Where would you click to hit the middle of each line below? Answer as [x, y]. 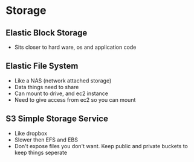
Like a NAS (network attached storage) [63, 80]
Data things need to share [47, 87]
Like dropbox [31, 133]
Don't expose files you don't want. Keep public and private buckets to [101, 146]
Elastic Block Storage [47, 33]
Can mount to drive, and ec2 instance [61, 93]
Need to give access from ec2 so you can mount [75, 99]
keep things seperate [41, 152]
